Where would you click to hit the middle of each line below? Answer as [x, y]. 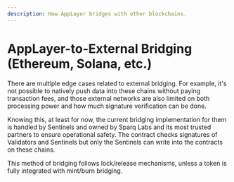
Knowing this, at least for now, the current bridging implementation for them [117, 119]
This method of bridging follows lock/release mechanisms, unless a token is [117, 163]
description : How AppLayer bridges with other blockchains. [97, 14]
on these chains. [31, 150]
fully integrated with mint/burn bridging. [65, 171]
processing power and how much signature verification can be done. [107, 106]
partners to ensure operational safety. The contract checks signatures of [112, 134]
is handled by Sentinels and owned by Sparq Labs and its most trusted [109, 127]
